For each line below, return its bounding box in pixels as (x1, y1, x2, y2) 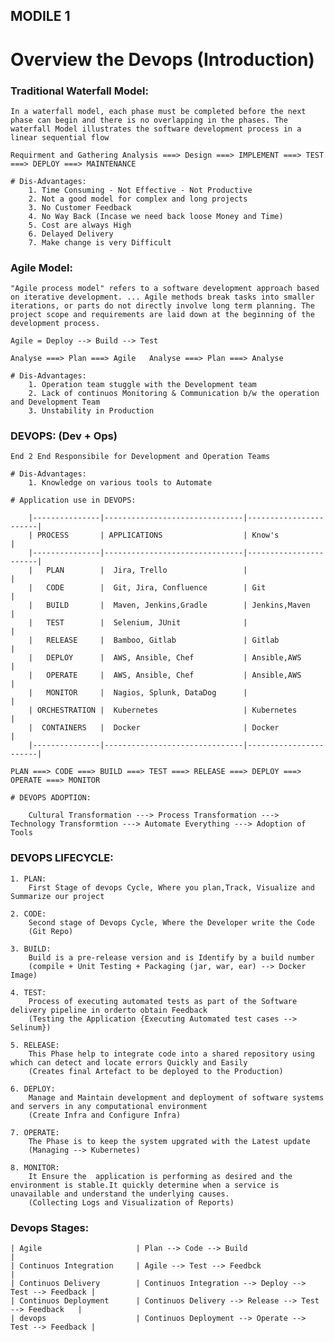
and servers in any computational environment (10, 1101, 208, 1111)
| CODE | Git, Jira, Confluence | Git (28, 583, 267, 593)
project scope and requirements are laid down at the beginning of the (10, 310, 315, 320)
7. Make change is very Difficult (28, 237, 172, 248)
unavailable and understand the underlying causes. (10, 1189, 230, 1199)
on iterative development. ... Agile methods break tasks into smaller (10, 292, 315, 303)
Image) (10, 970, 38, 980)
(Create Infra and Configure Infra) (28, 1110, 182, 1120)
